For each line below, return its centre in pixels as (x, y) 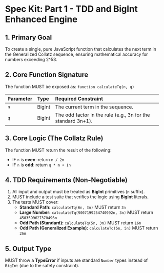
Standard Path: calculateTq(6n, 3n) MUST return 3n (72, 207)
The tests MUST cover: (35, 202)
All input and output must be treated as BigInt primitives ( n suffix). (78, 192)
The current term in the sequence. (94, 107)
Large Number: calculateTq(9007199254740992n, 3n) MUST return (86, 212)
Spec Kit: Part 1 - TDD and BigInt (72, 9)
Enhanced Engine (41, 19)
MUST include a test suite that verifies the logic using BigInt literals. (80, 197)
